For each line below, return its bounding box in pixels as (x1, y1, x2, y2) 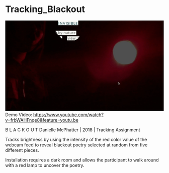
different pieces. (5, 147, 39, 153)
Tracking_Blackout (5, 4, 86, 15)
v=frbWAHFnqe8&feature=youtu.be (5, 117, 79, 123)
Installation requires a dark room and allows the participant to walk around (5, 157, 159, 163)
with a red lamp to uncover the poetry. (5, 162, 84, 168)
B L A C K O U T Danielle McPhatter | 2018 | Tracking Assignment (5, 127, 140, 133)
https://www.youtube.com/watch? (33, 112, 104, 118)
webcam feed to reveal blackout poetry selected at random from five (5, 142, 148, 148)
